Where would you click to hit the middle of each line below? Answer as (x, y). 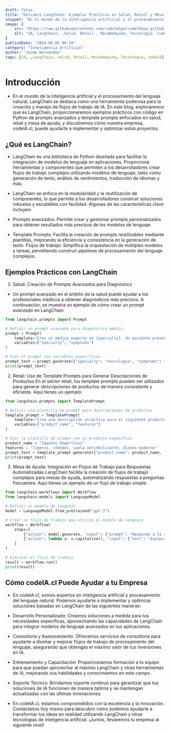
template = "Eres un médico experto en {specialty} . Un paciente (82, 338)
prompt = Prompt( (24, 333)
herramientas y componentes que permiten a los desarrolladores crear (86, 167)
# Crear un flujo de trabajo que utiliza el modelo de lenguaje (74, 520)
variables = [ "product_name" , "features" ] (57, 425)
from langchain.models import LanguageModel (53, 497)
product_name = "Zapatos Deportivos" (45, 443)
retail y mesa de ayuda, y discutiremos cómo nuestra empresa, (78, 123)
